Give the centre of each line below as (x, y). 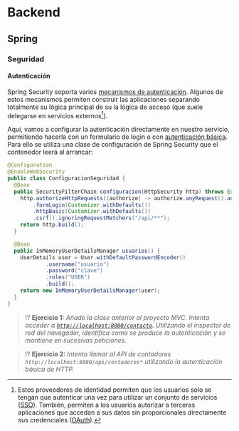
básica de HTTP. (49, 369)
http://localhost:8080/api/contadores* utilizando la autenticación (123, 361)
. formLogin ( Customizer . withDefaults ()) (92, 205)
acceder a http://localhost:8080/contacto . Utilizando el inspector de (128, 325)
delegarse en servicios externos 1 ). (58, 115)
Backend (34, 12)
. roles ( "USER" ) (68, 277)
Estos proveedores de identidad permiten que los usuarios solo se (115, 390)
